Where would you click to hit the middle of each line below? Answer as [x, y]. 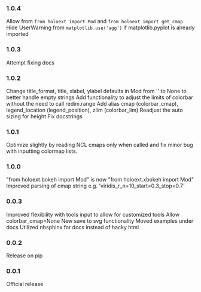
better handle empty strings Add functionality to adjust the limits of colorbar [100, 97]
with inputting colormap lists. [42, 151]
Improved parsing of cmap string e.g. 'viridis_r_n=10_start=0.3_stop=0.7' [96, 186]
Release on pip [25, 256]
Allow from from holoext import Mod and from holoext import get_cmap [95, 21]
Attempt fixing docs [31, 62]
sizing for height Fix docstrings [44, 116]
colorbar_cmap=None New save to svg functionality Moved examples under [100, 221]
